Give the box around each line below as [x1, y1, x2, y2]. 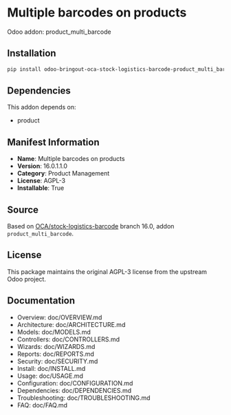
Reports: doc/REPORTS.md [16, 350, 95, 358]
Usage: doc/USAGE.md [16, 372, 84, 380]
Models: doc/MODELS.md [16, 328, 91, 336]
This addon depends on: [7, 103, 76, 111]
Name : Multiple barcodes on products [16, 155, 125, 163]
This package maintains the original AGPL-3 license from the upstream [7, 267, 208, 276]
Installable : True [16, 184, 65, 192]
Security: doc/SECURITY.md [16, 357, 98, 365]
